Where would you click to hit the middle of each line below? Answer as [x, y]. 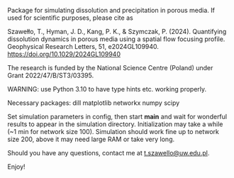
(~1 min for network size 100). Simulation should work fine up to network [113, 132]
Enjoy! [17, 167]
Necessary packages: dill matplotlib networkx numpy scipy [94, 103]
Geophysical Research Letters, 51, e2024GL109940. [83, 46]
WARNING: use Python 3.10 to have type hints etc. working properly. [107, 89]
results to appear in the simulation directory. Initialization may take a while [115, 124]
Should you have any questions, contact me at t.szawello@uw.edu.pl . [108, 153]
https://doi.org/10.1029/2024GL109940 [64, 54]
